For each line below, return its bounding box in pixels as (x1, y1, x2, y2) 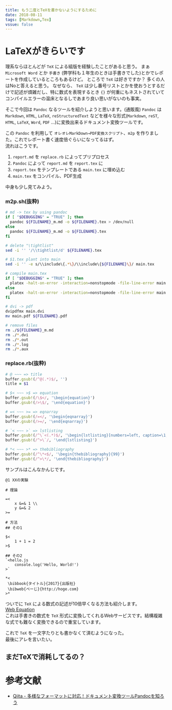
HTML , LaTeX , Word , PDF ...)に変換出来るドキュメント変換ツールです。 (5, 119, 146, 126)
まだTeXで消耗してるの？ (5, 653, 85, 661)
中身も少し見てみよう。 (5, 184, 55, 190)
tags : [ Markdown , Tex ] (5, 17, 52, 22)
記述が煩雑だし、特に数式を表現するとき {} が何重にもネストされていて (14, 89, 165, 95)
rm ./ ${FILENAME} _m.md (5, 328, 54, 333)
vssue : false (5, 22, 33, 27)
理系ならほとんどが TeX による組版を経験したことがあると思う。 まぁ (5, 64, 150, 70)
